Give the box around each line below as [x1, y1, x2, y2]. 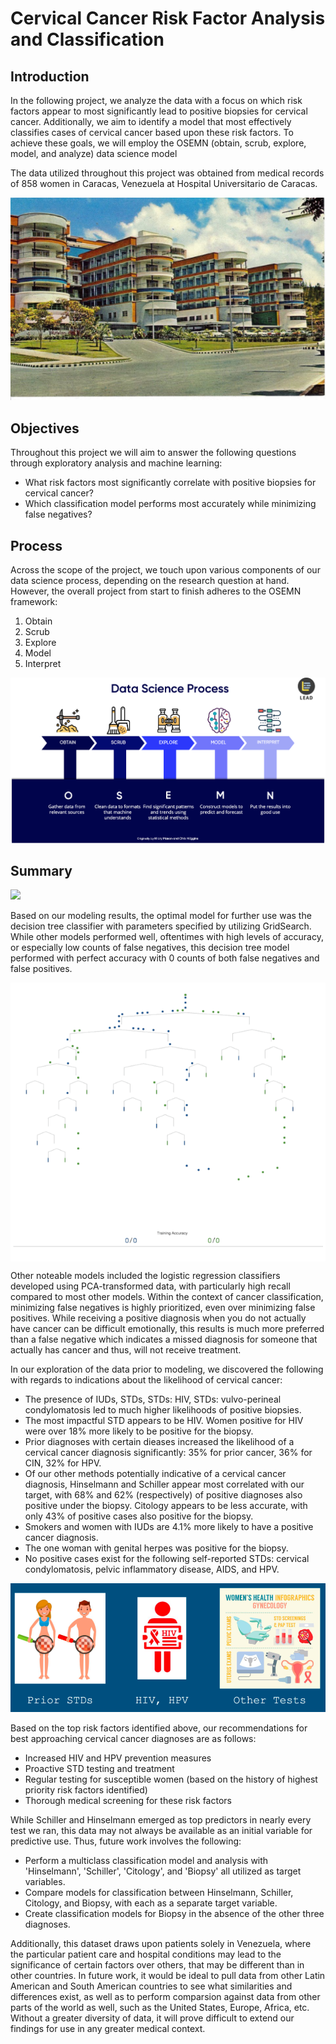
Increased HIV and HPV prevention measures [24, 1752, 212, 1764]
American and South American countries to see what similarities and [10, 1980, 293, 1992]
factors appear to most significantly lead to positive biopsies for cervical [10, 105, 308, 117]
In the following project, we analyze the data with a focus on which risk [10, 95, 303, 106]
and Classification [10, 28, 165, 51]
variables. [24, 1876, 66, 1888]
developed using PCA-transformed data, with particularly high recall [10, 1280, 291, 1292]
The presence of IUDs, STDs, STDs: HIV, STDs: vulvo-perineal [24, 1393, 282, 1406]
